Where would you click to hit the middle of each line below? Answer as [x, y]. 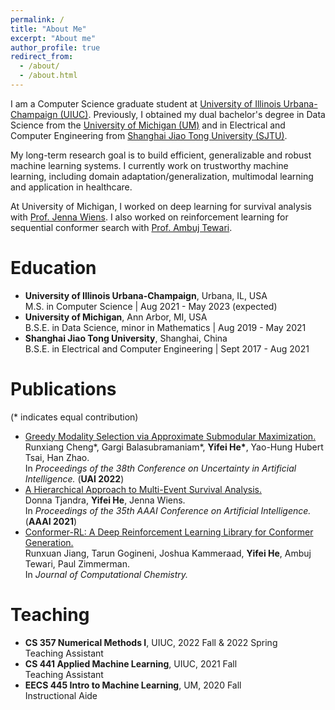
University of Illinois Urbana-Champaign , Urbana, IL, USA [146, 295]
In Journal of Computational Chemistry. [106, 574]
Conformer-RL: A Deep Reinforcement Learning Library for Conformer [169, 532]
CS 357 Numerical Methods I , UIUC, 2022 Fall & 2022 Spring [151, 642]
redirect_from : [42, 57]
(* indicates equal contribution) [74, 417]
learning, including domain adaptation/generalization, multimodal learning [162, 176]
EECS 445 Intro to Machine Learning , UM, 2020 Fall [133, 685]
